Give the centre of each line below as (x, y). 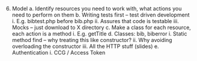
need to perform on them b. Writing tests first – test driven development (101, 15)
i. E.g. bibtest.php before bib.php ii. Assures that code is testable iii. (95, 21)
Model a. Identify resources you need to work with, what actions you (97, 9)
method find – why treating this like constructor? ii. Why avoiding (92, 40)
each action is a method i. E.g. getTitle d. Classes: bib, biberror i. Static (99, 34)
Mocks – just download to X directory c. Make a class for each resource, (101, 27)
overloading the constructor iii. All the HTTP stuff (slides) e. (85, 46)
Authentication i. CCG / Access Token (59, 52)
